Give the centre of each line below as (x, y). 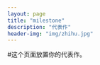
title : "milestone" (36, 20)
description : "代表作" (39, 27)
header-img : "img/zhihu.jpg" (50, 34)
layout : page (27, 14)
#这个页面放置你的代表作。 (47, 54)
